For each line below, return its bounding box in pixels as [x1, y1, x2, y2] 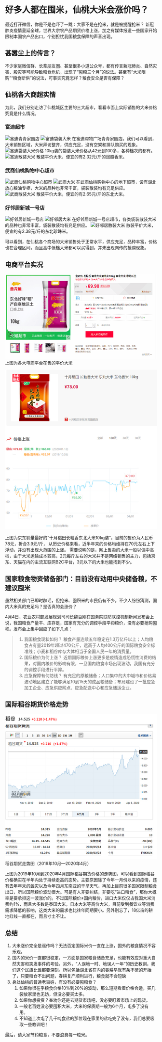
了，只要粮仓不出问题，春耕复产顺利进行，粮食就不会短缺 [12, 973, 126, 979]
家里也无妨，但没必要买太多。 [27, 991, 87, 997]
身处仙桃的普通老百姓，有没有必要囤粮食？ [12, 979, 97, 985]
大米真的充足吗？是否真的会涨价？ [9, 603, 77, 609]
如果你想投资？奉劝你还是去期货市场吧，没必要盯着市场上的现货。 [19, 997, 150, 1003]
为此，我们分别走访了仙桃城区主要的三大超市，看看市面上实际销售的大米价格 [5, 104, 157, 110]
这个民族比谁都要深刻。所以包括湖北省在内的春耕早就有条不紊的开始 [16, 967, 152, 973]
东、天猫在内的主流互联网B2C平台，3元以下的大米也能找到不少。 [5, 559, 135, 565]
